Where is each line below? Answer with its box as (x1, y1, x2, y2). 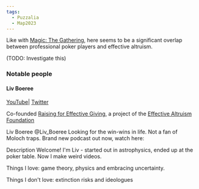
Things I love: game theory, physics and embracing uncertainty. (6, 164, 165, 171)
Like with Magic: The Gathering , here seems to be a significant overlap (6, 37, 183, 44)
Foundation (6, 116, 34, 124)
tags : (6, 8, 20, 15)
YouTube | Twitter (6, 98, 49, 106)
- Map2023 (11, 20, 36, 26)
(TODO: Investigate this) (6, 55, 67, 62)
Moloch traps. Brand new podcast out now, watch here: (6, 134, 145, 142)
